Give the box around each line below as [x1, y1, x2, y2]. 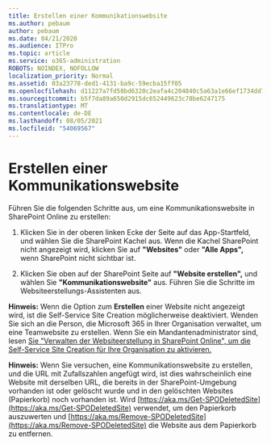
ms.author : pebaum [8, 19, 70, 27]
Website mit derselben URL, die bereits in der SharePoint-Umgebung [8, 377, 237, 387]
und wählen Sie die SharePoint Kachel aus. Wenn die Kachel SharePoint [19, 236, 259, 246]
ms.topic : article [8, 49, 70, 57]
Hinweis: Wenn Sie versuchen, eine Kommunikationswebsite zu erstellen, [8, 360, 252, 370]
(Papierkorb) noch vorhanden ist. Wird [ [8, 394, 141, 404]
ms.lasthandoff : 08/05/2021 [8, 117, 103, 125]
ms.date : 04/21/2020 [8, 34, 78, 43]
